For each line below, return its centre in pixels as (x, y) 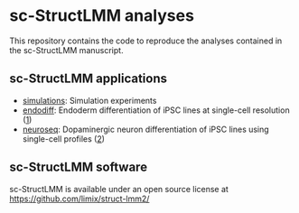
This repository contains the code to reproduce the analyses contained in (146, 41)
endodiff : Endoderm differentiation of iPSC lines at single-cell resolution (156, 110)
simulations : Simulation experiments (89, 100)
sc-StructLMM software (78, 167)
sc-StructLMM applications (88, 79)
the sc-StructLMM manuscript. (66, 50)
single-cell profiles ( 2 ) (64, 139)
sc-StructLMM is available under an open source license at (119, 189)
